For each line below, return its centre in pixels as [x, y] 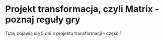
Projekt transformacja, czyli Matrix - [82, 9]
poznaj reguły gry [43, 20]
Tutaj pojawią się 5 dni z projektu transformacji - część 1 [63, 33]
